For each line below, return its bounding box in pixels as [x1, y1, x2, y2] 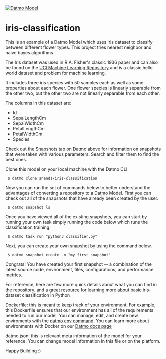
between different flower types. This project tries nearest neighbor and [5, 44, 152, 50]
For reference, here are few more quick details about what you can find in [5, 281, 157, 287]
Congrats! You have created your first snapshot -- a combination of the [5, 261, 152, 267]
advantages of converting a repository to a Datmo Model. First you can [5, 190, 152, 196]
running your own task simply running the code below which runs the [5, 219, 148, 225]
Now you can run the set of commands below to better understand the [5, 184, 151, 190]
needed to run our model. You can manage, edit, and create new [5, 312, 138, 318]
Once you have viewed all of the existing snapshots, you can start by [5, 213, 147, 220]
